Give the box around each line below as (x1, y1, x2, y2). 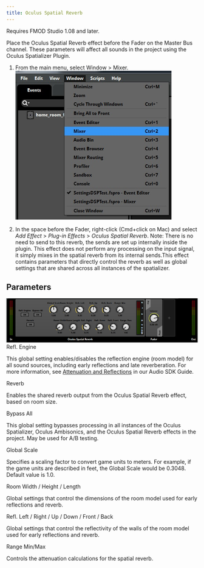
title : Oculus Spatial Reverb (6, 10, 83, 16)
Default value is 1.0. (6, 471, 55, 479)
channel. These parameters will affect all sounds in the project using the (6, 46, 187, 53)
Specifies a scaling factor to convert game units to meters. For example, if (6, 458, 191, 466)
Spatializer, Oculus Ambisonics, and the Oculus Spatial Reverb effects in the (6, 428, 196, 435)
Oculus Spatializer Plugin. (6, 52, 70, 59)
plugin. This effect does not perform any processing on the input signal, (15, 245, 195, 252)
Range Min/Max (6, 543, 46, 550)
